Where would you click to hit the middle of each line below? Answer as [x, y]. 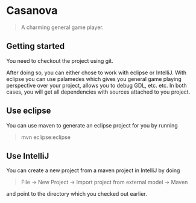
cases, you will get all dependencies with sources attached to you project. [98, 92]
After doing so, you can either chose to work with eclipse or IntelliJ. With [96, 72]
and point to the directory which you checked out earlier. [77, 194]
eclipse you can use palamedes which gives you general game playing [94, 79]
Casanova [32, 11]
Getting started [36, 46]
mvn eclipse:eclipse [46, 137]
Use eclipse [29, 111]
